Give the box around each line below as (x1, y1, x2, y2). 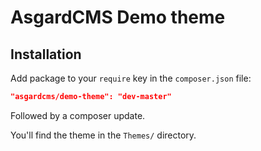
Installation (10, 46, 82, 63)
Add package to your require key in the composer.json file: (10, 72, 252, 84)
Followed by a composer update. (10, 109, 146, 121)
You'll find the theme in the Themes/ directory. (10, 129, 197, 141)
